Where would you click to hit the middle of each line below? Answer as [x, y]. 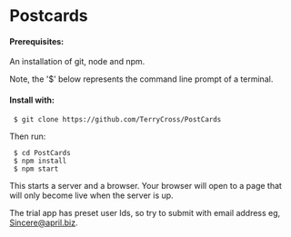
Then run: [28, 136]
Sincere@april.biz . [44, 222]
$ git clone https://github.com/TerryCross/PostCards [117, 119]
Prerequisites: [37, 41]
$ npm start [36, 169]
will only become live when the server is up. [92, 195]
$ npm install [40, 161]
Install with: [32, 100]
